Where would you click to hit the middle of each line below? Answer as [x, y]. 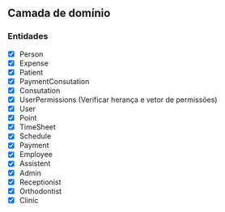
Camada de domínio [59, 13]
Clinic [29, 200]
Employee [36, 155]
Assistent [35, 163]
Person [31, 54]
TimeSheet [37, 127]
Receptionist [40, 182]
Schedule [35, 136]
